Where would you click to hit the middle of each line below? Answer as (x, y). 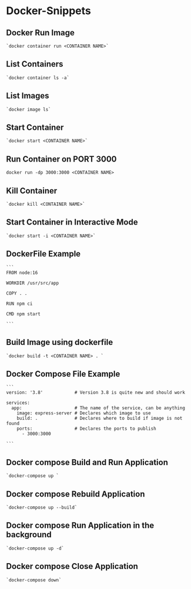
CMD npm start (24, 314)
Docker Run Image (41, 33)
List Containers (35, 64)
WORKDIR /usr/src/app (33, 283)
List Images (28, 96)
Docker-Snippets (48, 11)
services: (18, 403)
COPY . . (17, 293)
